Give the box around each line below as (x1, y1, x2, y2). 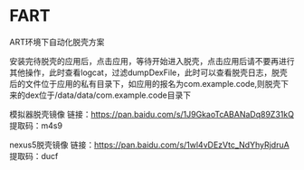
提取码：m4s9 (9, 119, 63, 131)
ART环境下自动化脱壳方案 (9, 36, 105, 47)
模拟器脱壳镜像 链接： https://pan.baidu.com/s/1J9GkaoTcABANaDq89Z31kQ (9, 109, 294, 119)
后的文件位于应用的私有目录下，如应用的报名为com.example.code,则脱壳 (9, 78, 281, 89)
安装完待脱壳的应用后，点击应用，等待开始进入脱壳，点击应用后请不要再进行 (9, 55, 295, 66)
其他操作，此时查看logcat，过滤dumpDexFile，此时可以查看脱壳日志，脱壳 (9, 67, 288, 78)
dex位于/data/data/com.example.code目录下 (24, 90, 192, 100)
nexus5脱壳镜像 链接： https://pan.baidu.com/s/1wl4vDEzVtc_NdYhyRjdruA (9, 139, 290, 150)
